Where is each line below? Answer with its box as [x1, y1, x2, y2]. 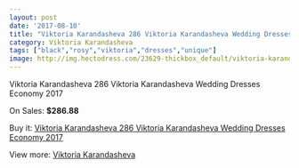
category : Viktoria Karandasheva [9, 37, 133, 47]
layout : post [9, 12, 58, 22]
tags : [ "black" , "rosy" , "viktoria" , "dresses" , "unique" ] [9, 46, 217, 55]
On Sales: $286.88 [9, 106, 79, 116]
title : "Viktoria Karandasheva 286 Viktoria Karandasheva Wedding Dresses [9, 29, 293, 38]
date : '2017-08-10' [9, 21, 82, 30]
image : [9, 54, 34, 63]
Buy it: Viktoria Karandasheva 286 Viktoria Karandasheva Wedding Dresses [9, 123, 287, 133]
